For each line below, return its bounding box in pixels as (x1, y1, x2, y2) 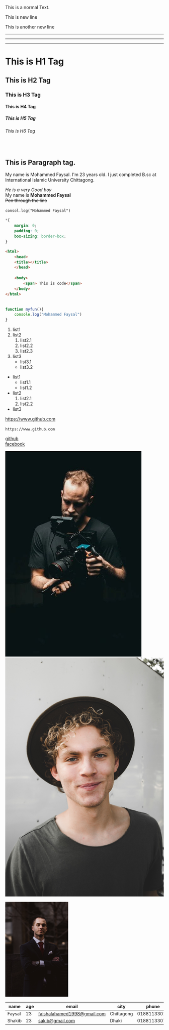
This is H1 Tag (5, 56, 64, 67)
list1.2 (20, 384, 32, 391)
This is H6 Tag (5, 128, 35, 134)
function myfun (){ (5, 307, 44, 312)
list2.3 (20, 348, 33, 354)
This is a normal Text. (5, 5, 50, 10)
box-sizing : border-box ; (14, 234, 66, 239)
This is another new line (5, 24, 55, 30)
